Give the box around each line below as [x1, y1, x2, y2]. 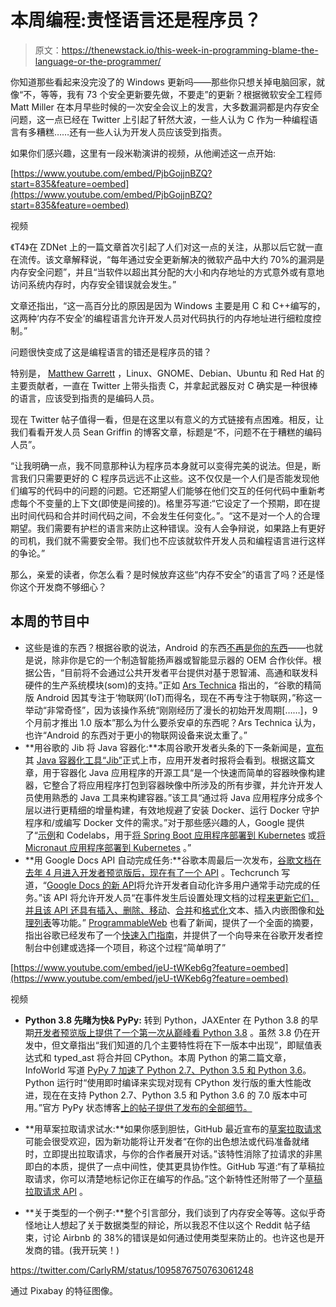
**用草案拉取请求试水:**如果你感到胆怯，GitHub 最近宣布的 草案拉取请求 [24, 1122, 322, 1135]
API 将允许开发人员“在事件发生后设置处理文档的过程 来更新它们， [53, 891, 320, 903]
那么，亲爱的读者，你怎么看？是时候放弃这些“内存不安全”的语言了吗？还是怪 [10, 568, 325, 580]
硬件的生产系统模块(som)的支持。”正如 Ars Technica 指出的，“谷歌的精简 [24, 679, 322, 691]
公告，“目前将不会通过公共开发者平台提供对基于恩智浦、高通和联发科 [33, 666, 318, 678]
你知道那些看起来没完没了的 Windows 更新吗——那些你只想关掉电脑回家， [10, 76, 317, 88]
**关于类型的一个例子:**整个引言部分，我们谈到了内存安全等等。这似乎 [24, 1206, 317, 1218]
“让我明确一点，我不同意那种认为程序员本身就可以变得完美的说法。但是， [10, 459, 313, 471]
